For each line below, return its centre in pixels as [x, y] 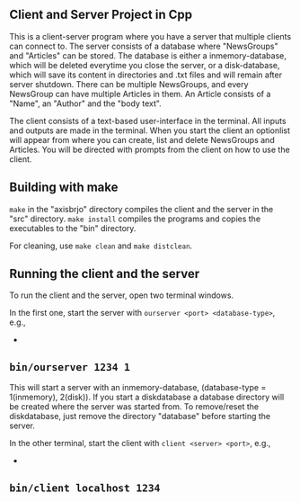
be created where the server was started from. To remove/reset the [134, 407]
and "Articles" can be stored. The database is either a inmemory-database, [148, 55]
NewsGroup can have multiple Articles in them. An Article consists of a [140, 94]
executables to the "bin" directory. [73, 228]
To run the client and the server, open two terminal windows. [122, 295]
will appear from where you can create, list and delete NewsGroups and [142, 139]
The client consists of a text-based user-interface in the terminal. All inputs [148, 121]
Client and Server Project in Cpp [101, 15]
